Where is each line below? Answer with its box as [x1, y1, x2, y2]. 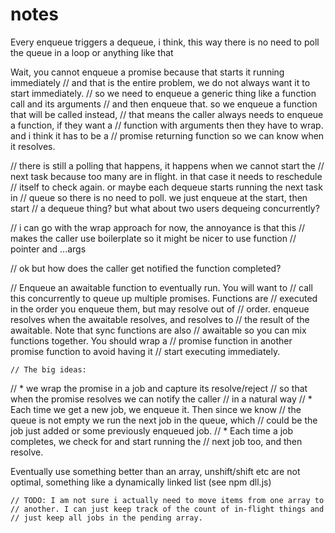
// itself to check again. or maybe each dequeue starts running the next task [10, 181, 323, 193]
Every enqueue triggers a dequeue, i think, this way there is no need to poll [10, 36, 320, 48]
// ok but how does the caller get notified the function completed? [10, 262, 282, 274]
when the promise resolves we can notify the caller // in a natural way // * [10, 393, 313, 405]
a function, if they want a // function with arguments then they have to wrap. [10, 119, 324, 131]
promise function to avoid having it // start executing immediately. [10, 345, 281, 357]
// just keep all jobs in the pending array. [10, 513, 203, 523]
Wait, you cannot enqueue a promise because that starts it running [10, 66, 285, 78]
